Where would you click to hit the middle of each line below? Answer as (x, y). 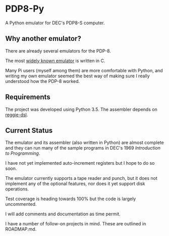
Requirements (28, 97)
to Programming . (23, 153)
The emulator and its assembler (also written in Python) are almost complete (84, 143)
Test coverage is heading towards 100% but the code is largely (71, 199)
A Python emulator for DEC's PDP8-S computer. (55, 23)
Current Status (29, 130)
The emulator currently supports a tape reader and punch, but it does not (81, 178)
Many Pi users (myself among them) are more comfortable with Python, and (84, 70)
